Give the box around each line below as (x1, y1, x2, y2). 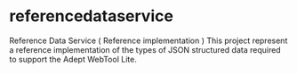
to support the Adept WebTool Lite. (9, 54, 138, 64)
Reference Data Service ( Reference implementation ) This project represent (9, 35, 288, 46)
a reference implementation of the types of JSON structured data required (9, 44, 282, 55)
